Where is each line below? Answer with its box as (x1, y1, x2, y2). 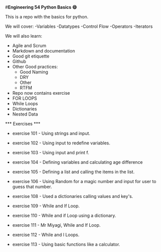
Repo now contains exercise (12, 90, 70, 96)
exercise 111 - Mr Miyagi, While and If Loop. (12, 222, 101, 228)
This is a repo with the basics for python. (5, 14, 89, 19)
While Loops (12, 101, 38, 106)
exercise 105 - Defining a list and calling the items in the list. (12, 169, 135, 175)
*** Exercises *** (5, 121, 41, 126)
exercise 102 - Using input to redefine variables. (12, 140, 110, 146)
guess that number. (12, 184, 52, 189)
